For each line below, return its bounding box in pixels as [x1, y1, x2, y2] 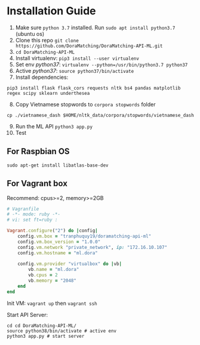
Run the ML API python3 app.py [15, 122, 93, 130]
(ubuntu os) [15, 30, 44, 37]
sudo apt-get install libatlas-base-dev [7, 162, 109, 168]
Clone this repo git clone [15, 36, 79, 44]
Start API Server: [7, 311, 48, 318]
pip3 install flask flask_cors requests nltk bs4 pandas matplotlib [7, 85, 181, 91]
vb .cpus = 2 [28, 272, 59, 278]
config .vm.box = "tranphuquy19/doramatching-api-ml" [17, 233, 152, 239]
